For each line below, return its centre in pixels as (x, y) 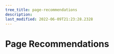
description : (19, 14)
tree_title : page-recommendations (41, 10)
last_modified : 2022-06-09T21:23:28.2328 (49, 19)
